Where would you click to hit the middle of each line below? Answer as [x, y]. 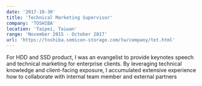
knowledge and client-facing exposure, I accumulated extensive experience [101, 70]
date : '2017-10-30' [31, 12]
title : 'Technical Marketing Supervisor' [60, 18]
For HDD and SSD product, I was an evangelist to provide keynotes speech [100, 57]
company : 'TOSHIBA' [31, 23]
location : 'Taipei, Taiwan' [42, 29]
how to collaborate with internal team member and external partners [92, 77]
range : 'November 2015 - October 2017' [57, 35]
